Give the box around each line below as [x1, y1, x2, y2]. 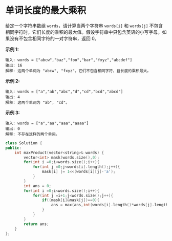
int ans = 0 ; [24, 183, 52, 188]
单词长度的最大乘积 [5, 5, 87, 16]
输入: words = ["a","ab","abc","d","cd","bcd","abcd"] [5, 89, 123, 94]
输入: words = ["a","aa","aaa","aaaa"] [5, 121, 89, 126]
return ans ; [24, 221, 50, 227]
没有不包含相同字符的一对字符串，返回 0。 [9, 35, 99, 41]
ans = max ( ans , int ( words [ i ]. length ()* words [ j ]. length [51, 203, 168, 208]
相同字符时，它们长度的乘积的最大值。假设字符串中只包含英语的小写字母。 [5, 29, 162, 35]
